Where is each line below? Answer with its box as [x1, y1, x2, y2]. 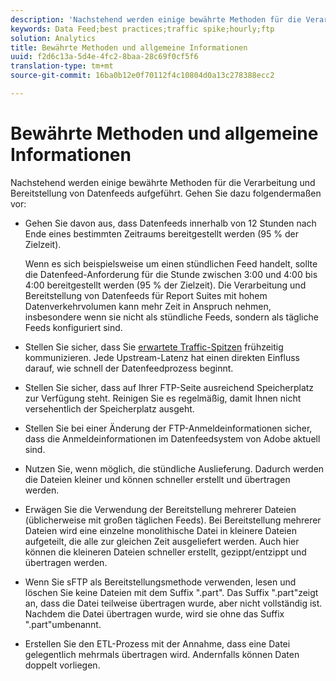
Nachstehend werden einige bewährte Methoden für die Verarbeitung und [10, 176, 316, 188]
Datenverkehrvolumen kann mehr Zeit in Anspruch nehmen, [24, 300, 272, 312]
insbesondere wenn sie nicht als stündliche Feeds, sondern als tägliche [24, 311, 319, 323]
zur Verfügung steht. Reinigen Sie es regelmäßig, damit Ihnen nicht [24, 392, 302, 404]
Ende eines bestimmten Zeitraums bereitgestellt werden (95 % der [24, 227, 299, 240]
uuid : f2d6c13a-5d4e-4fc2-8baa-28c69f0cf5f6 [10, 52, 199, 62]
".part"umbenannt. [24, 618, 102, 630]
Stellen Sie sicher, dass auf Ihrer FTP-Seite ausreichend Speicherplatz [24, 381, 315, 393]
